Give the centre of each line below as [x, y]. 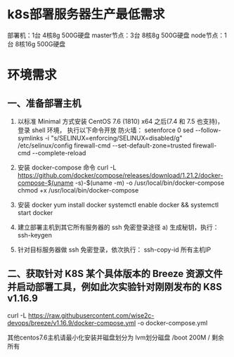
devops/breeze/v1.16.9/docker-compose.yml [72, 323]
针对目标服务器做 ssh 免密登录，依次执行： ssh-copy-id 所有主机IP [114, 249]
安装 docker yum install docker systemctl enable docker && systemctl [118, 205]
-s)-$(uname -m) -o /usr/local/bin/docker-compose [150, 183]
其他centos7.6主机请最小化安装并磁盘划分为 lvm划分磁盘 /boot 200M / [109, 337]
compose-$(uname [45, 183]
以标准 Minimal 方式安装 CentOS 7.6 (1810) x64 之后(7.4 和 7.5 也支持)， [121, 121]
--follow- [208, 130]
